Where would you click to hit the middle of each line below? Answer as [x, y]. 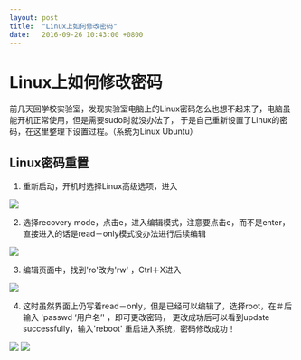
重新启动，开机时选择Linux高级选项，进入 [100, 186]
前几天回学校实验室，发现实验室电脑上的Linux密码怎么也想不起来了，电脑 [146, 109]
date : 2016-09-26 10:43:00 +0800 [76, 34]
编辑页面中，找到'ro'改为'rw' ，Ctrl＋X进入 [102, 270]
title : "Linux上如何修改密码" [63, 26]
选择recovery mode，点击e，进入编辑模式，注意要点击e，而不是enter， [156, 223]
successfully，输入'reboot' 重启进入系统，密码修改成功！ [129, 329]
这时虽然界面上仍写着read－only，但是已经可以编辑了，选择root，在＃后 [157, 306]
